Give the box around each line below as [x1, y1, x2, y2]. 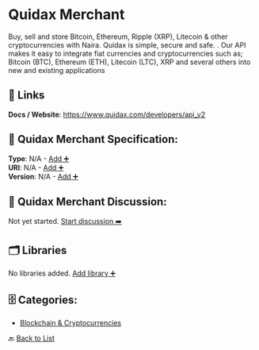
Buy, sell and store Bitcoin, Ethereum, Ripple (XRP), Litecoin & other [8, 32, 228, 41]
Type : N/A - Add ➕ [8, 153, 70, 163]
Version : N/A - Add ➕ [8, 171, 79, 181]
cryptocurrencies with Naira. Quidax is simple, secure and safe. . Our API [8, 40, 246, 49]
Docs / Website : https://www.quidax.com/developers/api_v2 [8, 110, 206, 119]
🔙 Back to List [8, 333, 55, 343]
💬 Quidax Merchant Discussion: [8, 194, 168, 208]
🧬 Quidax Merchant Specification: [8, 133, 178, 146]
